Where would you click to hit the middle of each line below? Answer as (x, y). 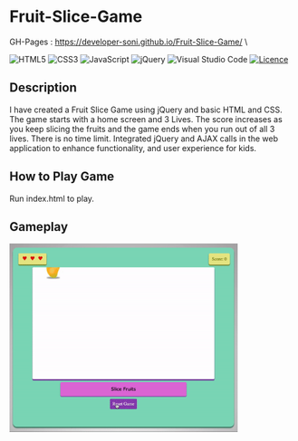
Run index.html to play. (52, 198)
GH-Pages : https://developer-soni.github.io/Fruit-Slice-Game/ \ (129, 42)
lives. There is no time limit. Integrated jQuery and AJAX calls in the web (144, 139)
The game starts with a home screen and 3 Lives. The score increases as (146, 119)
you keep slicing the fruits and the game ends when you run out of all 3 (142, 129)
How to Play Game (62, 177)
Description (43, 88)
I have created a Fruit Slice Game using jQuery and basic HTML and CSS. (146, 110)
